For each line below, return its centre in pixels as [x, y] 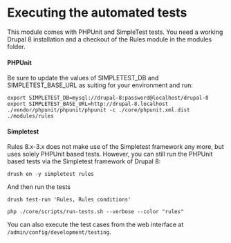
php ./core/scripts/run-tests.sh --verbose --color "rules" [96, 212]
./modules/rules [30, 116]
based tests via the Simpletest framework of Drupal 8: [84, 161]
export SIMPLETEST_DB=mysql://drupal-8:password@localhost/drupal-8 [108, 98]
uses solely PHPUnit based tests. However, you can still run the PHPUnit [110, 154]
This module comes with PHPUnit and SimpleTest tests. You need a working [115, 32]
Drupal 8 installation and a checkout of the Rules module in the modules [110, 39]
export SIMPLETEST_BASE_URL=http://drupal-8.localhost [88, 104]
